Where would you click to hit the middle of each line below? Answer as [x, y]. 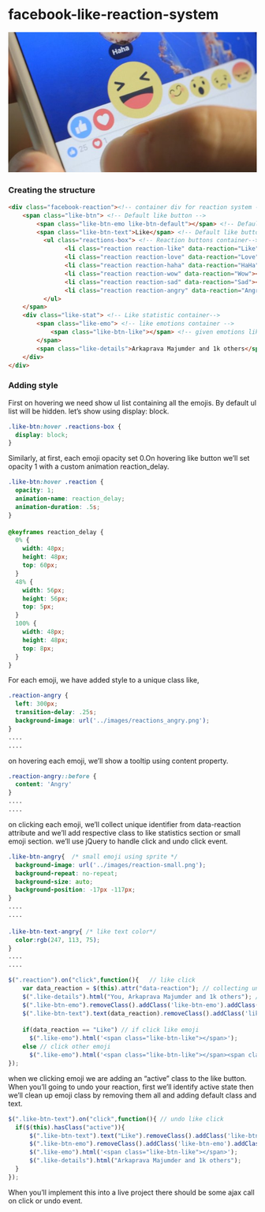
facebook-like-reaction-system [114, 15]
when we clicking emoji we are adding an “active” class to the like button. [127, 1078]
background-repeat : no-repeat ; [67, 873]
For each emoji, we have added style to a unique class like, [104, 680]
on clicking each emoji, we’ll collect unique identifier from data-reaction [125, 824]
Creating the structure [52, 189]
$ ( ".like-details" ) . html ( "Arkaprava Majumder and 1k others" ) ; [135, 1161]
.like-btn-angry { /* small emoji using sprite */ [93, 857]
